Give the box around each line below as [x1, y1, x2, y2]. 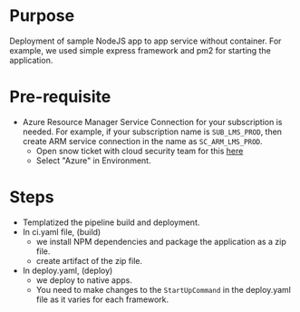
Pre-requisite [9, 87, 111, 107]
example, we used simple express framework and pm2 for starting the [9, 44, 272, 55]
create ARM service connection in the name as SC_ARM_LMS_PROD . [22, 135, 263, 146]
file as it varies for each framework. [35, 294, 169, 305]
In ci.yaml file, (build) [22, 226, 102, 237]
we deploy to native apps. [35, 274, 133, 286]
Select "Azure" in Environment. [35, 155, 151, 166]
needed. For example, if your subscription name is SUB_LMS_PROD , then [22, 126, 283, 137]
